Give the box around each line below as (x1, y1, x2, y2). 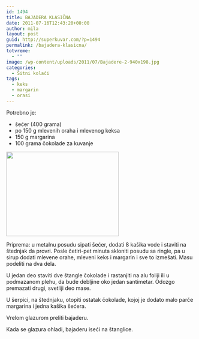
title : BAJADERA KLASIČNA (6, 14, 71, 20)
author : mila (6, 25, 39, 32)
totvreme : (6, 48, 31, 54)
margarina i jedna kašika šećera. (6, 302, 86, 310)
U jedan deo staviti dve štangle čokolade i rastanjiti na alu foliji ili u (6, 271, 170, 279)
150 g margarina (14, 133, 55, 140)
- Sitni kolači (11, 70, 50, 76)
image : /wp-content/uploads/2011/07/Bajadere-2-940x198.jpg (6, 59, 160, 65)
